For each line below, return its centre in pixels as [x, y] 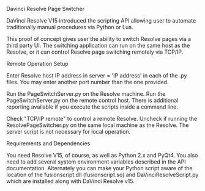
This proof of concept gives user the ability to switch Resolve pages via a [99, 39]
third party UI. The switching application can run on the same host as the [98, 45]
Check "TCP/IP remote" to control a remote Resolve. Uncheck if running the [102, 119]
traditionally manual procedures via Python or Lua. [70, 27]
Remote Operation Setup [37, 64]
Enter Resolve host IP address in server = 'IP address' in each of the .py [97, 75]
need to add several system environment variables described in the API [96, 162]
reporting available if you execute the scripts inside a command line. [92, 107]
